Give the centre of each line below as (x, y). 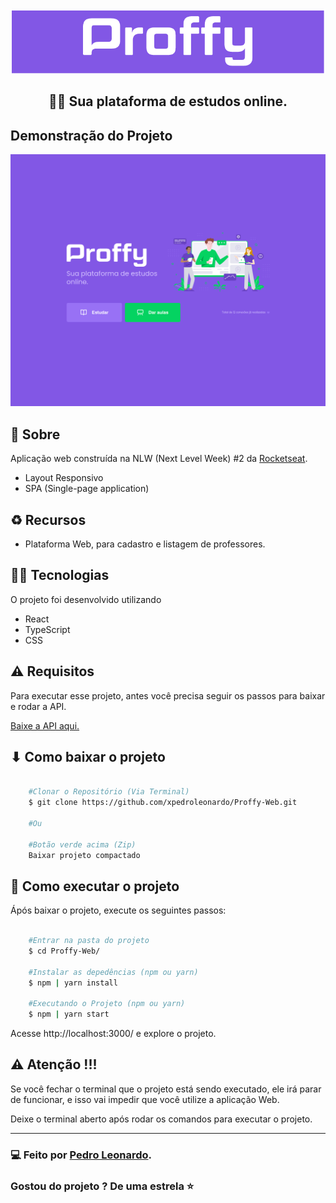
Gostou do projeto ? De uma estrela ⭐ (102, 1186)
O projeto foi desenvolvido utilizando (86, 599)
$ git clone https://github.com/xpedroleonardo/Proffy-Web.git (163, 803)
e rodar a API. (38, 706)
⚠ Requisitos (52, 671)
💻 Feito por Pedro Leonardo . (81, 1155)
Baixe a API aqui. (45, 725)
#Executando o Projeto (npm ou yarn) (107, 1004)
